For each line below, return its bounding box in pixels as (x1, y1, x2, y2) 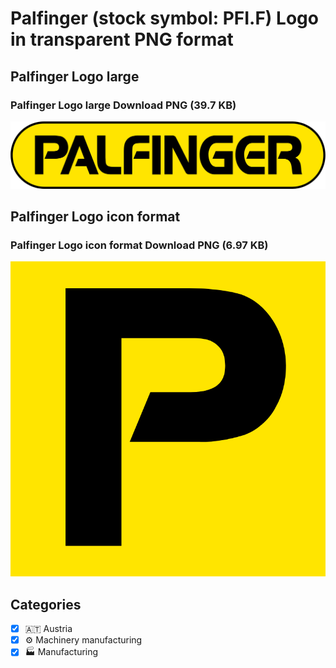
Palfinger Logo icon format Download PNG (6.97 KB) (10, 238, 269, 252)
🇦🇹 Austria (24, 623, 73, 635)
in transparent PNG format (10, 28, 234, 51)
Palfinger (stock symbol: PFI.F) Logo (10, 7, 319, 30)
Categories (10, 596, 82, 613)
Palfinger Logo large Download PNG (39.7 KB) (10, 98, 237, 112)
